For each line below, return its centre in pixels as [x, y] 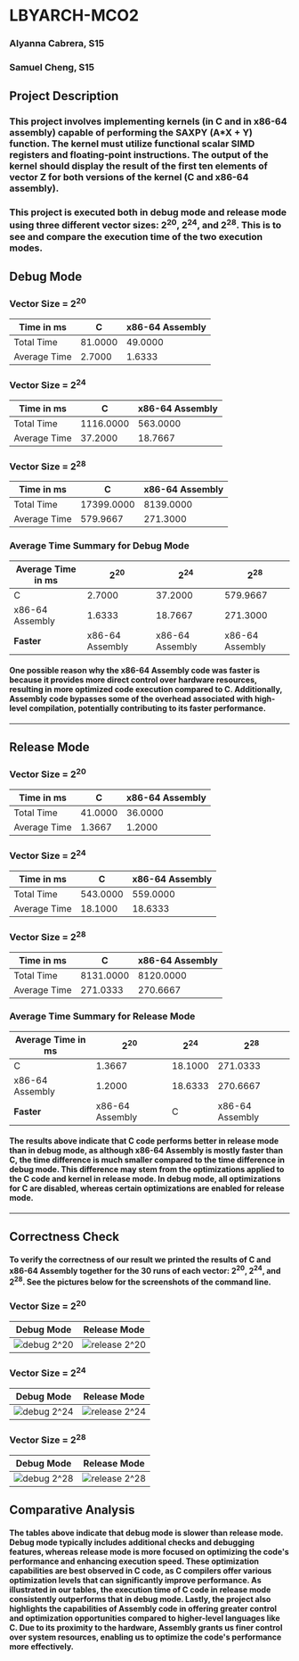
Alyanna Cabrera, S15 [57, 44]
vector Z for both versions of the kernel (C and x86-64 [129, 178]
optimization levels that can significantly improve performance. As [135, 1580]
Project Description [64, 96]
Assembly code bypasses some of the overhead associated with [131, 699]
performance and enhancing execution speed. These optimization [134, 1561]
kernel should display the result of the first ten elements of [139, 166]
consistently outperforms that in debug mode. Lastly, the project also [140, 1599]
